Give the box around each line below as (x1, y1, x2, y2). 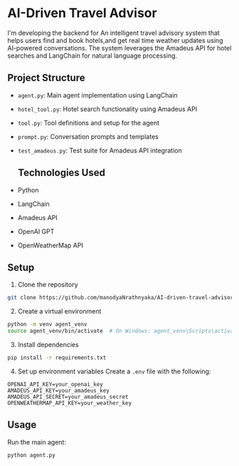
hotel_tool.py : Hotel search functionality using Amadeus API (17, 105, 198, 113)
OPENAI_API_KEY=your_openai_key (7, 380, 103, 388)
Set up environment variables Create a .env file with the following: (17, 367, 211, 376)
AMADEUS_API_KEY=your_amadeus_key (7, 387, 110, 394)
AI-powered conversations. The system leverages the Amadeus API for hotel (7, 43, 232, 52)
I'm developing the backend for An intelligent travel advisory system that (7, 29, 221, 37)
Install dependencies (17, 341, 80, 348)
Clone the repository (17, 280, 78, 289)
